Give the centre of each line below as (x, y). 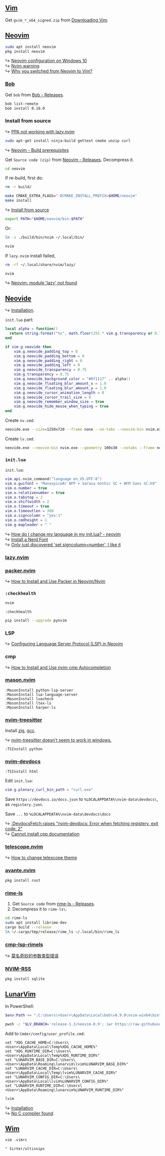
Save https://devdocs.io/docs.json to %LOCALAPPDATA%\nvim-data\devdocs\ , (82, 799)
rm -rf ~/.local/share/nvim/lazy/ (41, 265)
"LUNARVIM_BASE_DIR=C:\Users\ (45, 1060)
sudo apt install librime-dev (36, 923)
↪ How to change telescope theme (41, 857)
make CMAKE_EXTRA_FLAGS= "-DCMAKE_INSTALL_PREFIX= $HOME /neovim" (71, 196)
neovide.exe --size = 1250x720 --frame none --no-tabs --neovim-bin (74, 430)
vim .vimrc (16, 1140)
